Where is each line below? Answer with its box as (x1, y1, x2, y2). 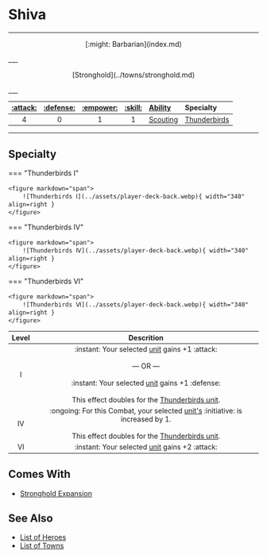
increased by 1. (120, 414, 172, 424)
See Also (8, 511, 53, 525)
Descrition (128, 333, 164, 342)
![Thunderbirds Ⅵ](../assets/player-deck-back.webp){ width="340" (22, 301, 249, 309)
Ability (149, 103, 172, 113)
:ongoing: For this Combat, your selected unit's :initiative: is (49, 406, 242, 415)
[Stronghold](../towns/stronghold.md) (72, 70, 195, 79)
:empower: (82, 103, 118, 113)
